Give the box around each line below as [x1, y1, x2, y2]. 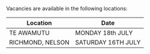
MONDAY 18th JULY [75, 29, 133, 37]
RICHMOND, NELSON [9, 38, 70, 46]
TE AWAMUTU [9, 29, 50, 37]
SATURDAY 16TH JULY [75, 38, 141, 46]
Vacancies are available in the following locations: [6, 5, 128, 12]
